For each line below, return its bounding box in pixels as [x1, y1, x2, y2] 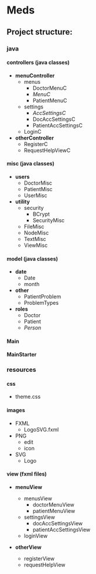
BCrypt [32, 210, 50, 218]
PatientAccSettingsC [32, 121, 83, 129]
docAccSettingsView [32, 519, 83, 527]
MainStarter [6, 351, 37, 358]
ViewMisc [23, 242, 48, 249]
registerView [23, 555, 55, 562]
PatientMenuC [32, 97, 67, 104]
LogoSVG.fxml [23, 426, 59, 433]
